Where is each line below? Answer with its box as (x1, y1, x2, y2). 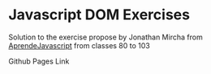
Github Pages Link (8, 56, 70, 66)
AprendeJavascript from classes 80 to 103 (8, 40, 150, 50)
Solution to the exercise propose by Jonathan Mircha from (8, 32, 203, 42)
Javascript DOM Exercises (8, 6, 191, 24)
